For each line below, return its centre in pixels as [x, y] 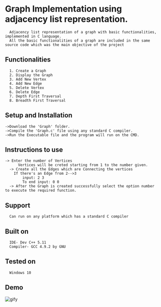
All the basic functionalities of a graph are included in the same [80, 40]
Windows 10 [20, 273]
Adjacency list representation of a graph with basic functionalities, [83, 32]
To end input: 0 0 [41, 182]
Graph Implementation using [64, 9]
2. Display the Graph [31, 75]
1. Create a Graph [28, 71]
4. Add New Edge [26, 83]
